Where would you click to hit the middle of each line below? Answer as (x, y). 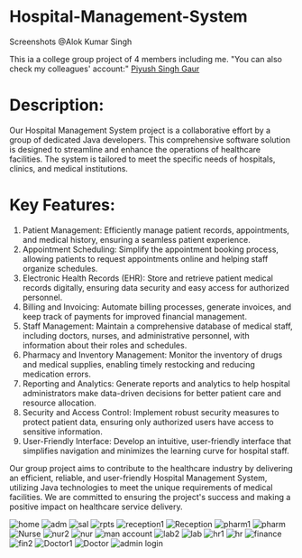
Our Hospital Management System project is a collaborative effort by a (140, 130)
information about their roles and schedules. (105, 345)
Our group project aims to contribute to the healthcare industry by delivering (151, 468)
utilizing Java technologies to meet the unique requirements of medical (141, 487)
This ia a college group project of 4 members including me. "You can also (146, 59)
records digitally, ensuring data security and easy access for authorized (156, 287)
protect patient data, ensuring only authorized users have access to (148, 422)
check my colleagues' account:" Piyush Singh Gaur (105, 69)
